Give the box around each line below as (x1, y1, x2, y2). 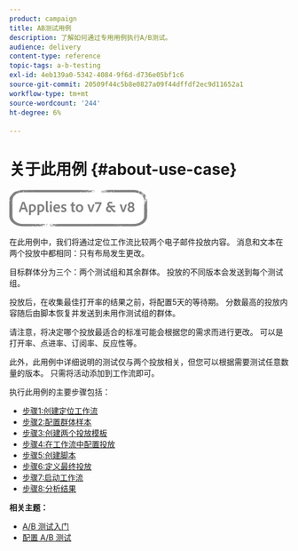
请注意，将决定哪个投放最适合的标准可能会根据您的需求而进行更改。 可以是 (9, 327, 284, 338)
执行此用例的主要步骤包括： (9, 387, 111, 397)
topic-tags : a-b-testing (9, 61, 101, 70)
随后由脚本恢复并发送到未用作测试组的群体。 (16, 307, 180, 319)
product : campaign (9, 14, 77, 23)
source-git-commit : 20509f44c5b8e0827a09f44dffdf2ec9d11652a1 (9, 80, 244, 89)
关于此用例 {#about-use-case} (9, 160, 238, 180)
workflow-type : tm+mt (9, 89, 90, 98)
